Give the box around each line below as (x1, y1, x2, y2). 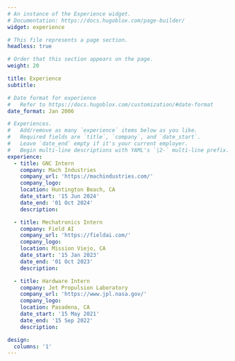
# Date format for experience (7, 94, 97, 101)
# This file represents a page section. (7, 36, 129, 43)
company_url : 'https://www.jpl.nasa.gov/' (20, 291, 147, 298)
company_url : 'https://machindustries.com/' (20, 173, 154, 180)
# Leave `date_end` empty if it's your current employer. (7, 140, 189, 147)
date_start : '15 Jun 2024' (20, 193, 100, 200)
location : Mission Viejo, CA (20, 245, 106, 252)
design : (7, 336, 30, 343)
